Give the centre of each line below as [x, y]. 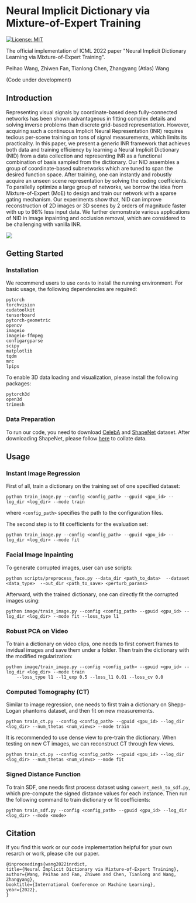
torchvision [20, 305]
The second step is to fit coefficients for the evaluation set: [77, 524]
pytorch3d [18, 394]
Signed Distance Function [43, 774]
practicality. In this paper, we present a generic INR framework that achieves [98, 143]
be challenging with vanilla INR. [44, 224]
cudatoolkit [20, 310]
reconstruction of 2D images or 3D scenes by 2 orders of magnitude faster [96, 206]
